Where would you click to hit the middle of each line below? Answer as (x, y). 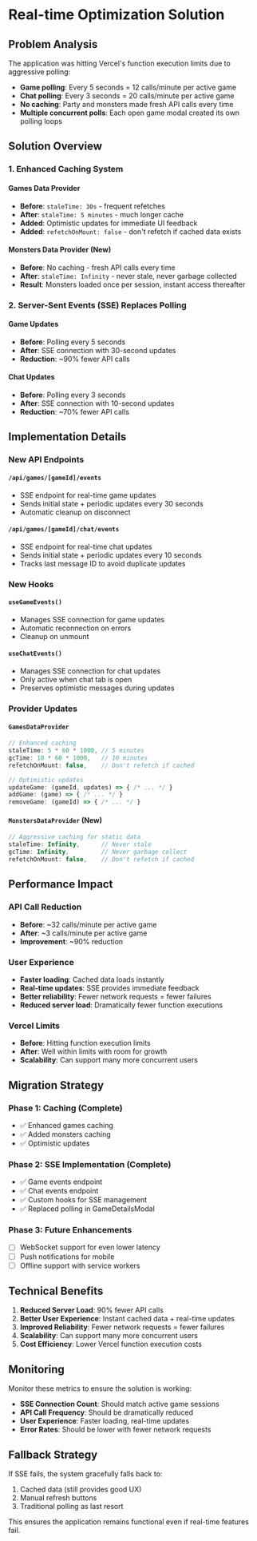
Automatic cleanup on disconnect (75, 512)
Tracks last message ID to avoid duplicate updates (103, 563)
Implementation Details (67, 437)
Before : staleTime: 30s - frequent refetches (93, 206)
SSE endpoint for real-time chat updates (86, 546)
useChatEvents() (35, 654)
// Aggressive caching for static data (75, 837)
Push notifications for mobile (67, 1257)
